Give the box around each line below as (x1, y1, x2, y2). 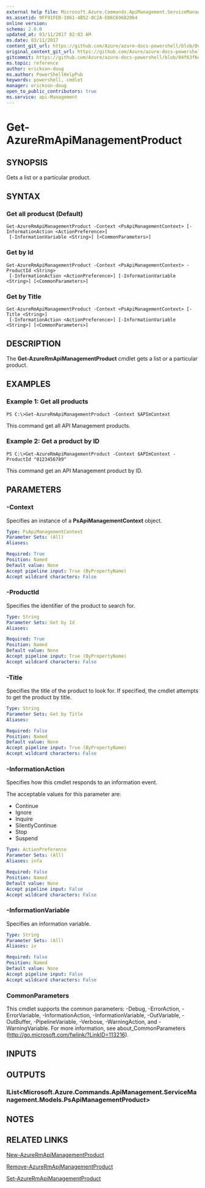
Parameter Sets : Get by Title (6, 711, 84, 717)
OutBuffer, (6, 1018, 32, 1025)
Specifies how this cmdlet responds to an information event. (6, 779, 157, 786)
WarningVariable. (6, 1024, 50, 1032)
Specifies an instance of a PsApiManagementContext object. (6, 517, 162, 524)
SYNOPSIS (6, 157, 48, 168)
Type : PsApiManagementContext (6, 528, 84, 535)
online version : (6, 20, 48, 26)
